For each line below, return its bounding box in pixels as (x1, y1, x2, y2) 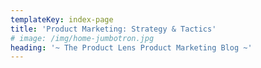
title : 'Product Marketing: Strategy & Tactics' (10, 24, 217, 34)
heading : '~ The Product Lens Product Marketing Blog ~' (10, 42, 253, 53)
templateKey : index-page (10, 14, 114, 25)
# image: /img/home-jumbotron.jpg (10, 33, 155, 43)
